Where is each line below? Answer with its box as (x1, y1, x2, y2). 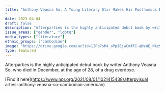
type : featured (5, 48, 36, 53)
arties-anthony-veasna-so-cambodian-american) (5, 81, 105, 87)
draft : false (5, 21, 32, 26)
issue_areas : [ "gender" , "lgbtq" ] (5, 30, 76, 35)
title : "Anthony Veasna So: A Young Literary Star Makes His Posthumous (5, 7, 157, 12)
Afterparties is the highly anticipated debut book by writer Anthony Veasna (5, 62, 156, 68)
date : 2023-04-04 (5, 16, 41, 21)
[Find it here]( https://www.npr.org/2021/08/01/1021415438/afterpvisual (5, 76, 148, 82)
